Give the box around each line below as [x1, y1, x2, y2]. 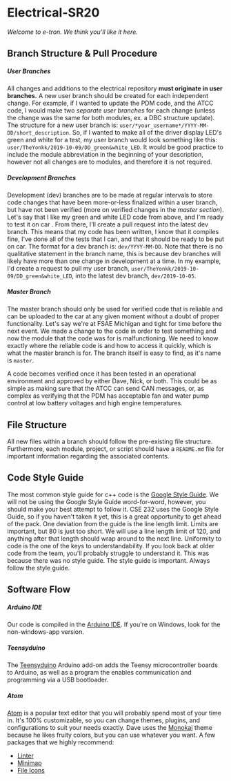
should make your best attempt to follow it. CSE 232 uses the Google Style [7, 505, 219, 513]
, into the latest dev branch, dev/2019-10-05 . [72, 271, 197, 280]
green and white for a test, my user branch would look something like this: [7, 136, 218, 144]
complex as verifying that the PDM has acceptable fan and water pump [7, 392, 209, 400]
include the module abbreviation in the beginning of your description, [7, 151, 203, 159]
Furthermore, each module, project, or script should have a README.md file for [7, 445, 224, 453]
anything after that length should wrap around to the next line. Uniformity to [7, 534, 222, 543]
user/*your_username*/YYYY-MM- [119, 122, 210, 129]
